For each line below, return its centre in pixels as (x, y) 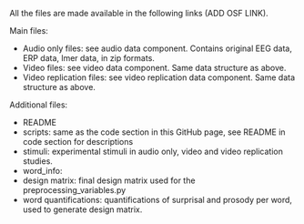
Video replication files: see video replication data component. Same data (159, 77)
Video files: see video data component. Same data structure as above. (154, 68)
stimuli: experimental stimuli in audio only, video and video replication (153, 151)
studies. (37, 161)
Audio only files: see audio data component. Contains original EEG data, (157, 48)
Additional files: (39, 105)
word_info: (42, 171)
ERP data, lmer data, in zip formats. (88, 58)
